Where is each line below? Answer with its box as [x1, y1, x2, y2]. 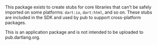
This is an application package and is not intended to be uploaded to [5, 29, 144, 35]
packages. [5, 20, 26, 25]
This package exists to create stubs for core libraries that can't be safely [5, 4, 152, 10]
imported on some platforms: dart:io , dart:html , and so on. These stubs [5, 9, 153, 15]
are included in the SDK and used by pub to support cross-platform [5, 15, 141, 20]
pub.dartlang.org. [5, 34, 41, 40]
